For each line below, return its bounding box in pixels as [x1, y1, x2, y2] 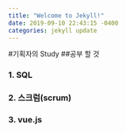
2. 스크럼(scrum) [8, 92, 72, 103]
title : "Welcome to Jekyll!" [8, 11, 105, 20]
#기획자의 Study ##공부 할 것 [8, 49, 100, 59]
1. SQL [8, 69, 33, 80]
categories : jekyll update [8, 26, 97, 34]
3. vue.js [8, 115, 42, 126]
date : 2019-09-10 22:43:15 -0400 [8, 19, 119, 27]
